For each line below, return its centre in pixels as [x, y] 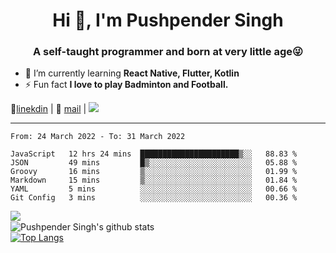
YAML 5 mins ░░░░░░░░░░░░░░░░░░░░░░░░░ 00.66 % [154, 189]
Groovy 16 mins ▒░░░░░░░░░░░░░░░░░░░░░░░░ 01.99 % [154, 172]
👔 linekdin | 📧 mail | [48, 109]
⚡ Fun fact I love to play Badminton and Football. [126, 85]
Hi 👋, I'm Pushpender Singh [168, 20]
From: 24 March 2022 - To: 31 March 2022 [98, 137]
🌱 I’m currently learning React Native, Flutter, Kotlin [132, 73]
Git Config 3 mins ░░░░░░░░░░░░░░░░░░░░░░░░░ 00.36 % [154, 198]
